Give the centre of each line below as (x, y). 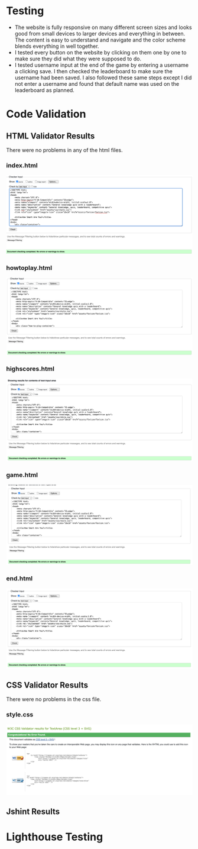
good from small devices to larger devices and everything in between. (100, 33)
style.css (20, 715)
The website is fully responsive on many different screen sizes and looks (103, 27)
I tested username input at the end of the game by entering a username (102, 65)
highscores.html (30, 369)
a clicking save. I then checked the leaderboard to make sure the (93, 71)
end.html (20, 579)
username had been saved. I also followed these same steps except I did (103, 78)
